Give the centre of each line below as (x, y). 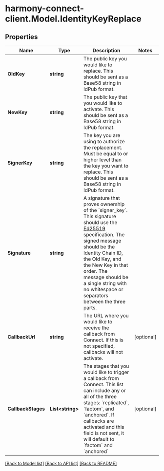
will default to (99, 439)
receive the (96, 328)
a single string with (105, 283)
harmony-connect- (45, 9)
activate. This (99, 109)
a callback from (101, 378)
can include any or (105, 390)
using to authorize (104, 141)
